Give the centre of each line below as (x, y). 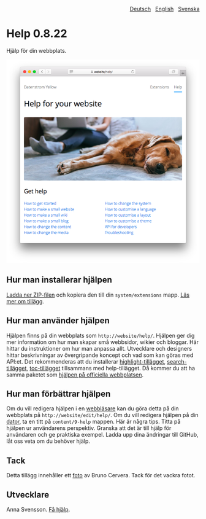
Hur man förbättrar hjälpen (59, 393)
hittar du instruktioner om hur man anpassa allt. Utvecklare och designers (99, 348)
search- (177, 361)
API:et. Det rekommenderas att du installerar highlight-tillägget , (86, 361)
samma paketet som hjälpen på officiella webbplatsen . (75, 375)
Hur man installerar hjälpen (59, 280)
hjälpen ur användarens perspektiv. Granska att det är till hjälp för (89, 428)
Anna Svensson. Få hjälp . (38, 509)
